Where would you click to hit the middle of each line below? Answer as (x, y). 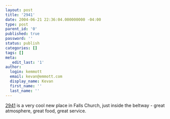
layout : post (19, 10)
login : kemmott (26, 72)
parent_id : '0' (21, 29)
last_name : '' (25, 91)
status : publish (22, 43)
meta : (11, 57)
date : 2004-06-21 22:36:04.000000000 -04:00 (53, 19)
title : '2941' (20, 15)
